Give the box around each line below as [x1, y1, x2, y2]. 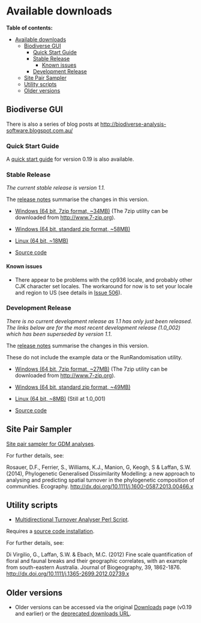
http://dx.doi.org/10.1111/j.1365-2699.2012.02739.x [6, 570, 130, 577]
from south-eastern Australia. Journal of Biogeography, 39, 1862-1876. [6, 564, 181, 571]
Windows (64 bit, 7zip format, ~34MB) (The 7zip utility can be [14, 208, 169, 215]
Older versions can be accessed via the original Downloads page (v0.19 [14, 604, 192, 611]
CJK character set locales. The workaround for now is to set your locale [14, 282, 193, 290]
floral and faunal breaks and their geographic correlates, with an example [6, 557, 188, 565]
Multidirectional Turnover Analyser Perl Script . [14, 516, 130, 523]
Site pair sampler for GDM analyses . [6, 440, 95, 447]
